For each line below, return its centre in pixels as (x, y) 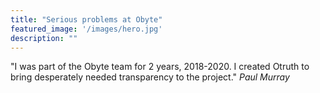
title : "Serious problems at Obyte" (86, 19)
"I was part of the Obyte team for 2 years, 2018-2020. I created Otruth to (160, 67)
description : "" (44, 38)
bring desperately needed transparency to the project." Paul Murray (150, 77)
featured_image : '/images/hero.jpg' (86, 29)
